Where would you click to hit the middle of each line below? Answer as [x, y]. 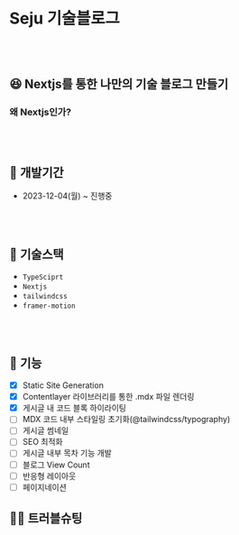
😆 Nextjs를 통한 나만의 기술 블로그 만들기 [119, 84]
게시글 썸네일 [46, 430]
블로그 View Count [56, 465]
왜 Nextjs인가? [41, 112]
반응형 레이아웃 [49, 475]
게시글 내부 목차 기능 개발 [67, 453]
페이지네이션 [45, 487]
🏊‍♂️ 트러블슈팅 [46, 518]
